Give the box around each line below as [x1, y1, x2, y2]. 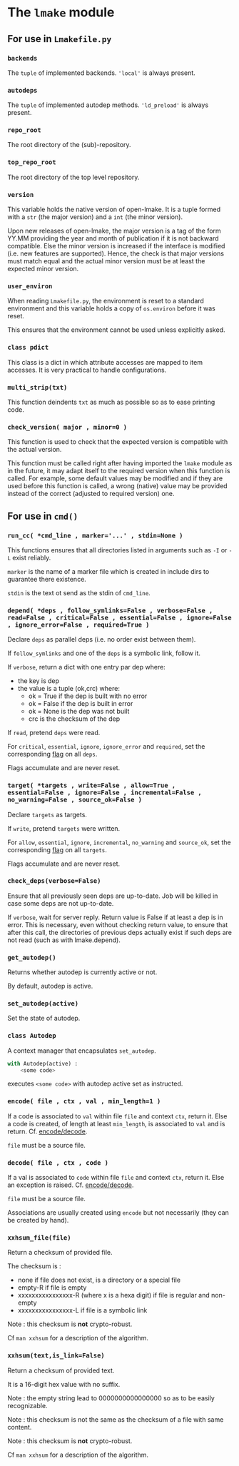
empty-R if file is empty [17, 1283, 87, 1292]
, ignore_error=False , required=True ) [7, 620, 150, 629]
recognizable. [7, 1401, 48, 1410]
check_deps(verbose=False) [7, 877, 101, 885]
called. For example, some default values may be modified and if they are [7, 474, 223, 482]
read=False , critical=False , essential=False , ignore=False [7, 613, 232, 622]
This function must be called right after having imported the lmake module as [7, 459, 233, 467]
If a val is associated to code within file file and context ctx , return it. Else [7, 1173, 225, 1182]
